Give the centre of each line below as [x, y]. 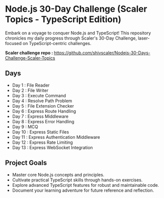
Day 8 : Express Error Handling [43, 121]
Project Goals [26, 163]
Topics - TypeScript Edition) [63, 19]
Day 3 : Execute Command [39, 95]
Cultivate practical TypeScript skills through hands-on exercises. [77, 180]
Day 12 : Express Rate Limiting [43, 142]
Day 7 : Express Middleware [40, 116]
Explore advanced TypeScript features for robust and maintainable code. [85, 185]
